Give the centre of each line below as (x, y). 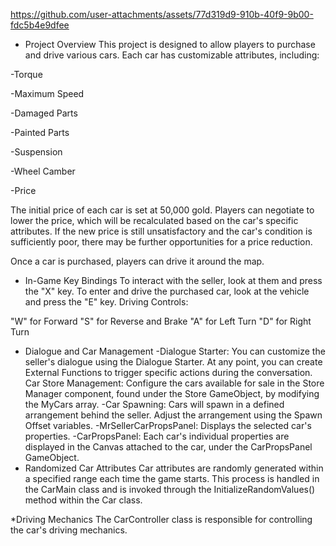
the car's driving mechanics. (69, 530)
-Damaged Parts (44, 113)
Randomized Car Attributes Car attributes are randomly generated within (174, 468)
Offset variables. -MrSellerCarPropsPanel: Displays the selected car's (168, 425)
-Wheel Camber (43, 171)
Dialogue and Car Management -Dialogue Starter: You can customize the (175, 351)
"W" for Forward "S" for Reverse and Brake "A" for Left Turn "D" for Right (161, 321)
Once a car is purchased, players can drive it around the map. (137, 261)
